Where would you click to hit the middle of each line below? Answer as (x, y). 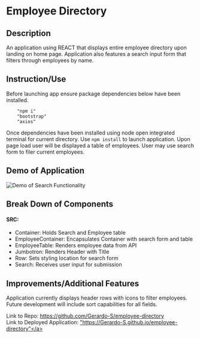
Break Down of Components (60, 204)
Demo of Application (46, 171)
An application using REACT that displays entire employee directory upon (97, 47)
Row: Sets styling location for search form (66, 258)
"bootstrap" (32, 116)
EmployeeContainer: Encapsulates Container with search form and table (104, 239)
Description (28, 33)
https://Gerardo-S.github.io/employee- (130, 322)
